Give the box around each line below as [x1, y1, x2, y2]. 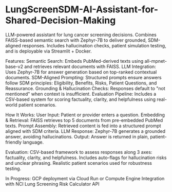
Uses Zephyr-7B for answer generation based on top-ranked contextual [5, 68, 157, 75]
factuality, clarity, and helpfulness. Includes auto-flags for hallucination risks [5, 154, 167, 161]
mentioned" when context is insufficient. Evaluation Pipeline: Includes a [5, 91, 157, 97]
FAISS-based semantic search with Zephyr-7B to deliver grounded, [5, 37, 147, 43]
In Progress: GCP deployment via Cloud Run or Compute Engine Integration [5, 175, 165, 181]
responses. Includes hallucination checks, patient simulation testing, [22, 42, 166, 48]
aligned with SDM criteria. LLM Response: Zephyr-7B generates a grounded [5, 128, 166, 134]
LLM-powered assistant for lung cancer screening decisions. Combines [5, 31, 157, 38]
